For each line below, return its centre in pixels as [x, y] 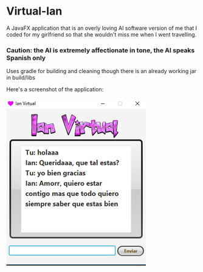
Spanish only [26, 58]
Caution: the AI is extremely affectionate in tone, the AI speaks [101, 50]
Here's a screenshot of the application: [55, 89]
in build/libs [21, 78]
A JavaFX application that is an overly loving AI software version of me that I [102, 28]
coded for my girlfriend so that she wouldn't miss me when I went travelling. [101, 34]
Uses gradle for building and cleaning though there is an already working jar [101, 71]
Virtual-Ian [34, 11]
